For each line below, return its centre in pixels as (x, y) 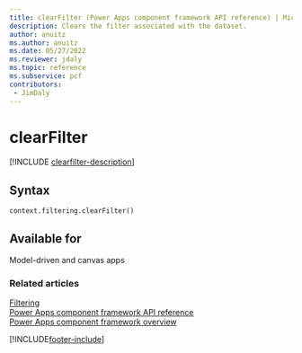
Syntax (30, 190)
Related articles (44, 283)
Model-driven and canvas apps (67, 260)
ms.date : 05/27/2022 (48, 51)
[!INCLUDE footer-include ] (57, 340)
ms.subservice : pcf (46, 76)
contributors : (36, 84)
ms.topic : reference (48, 68)
